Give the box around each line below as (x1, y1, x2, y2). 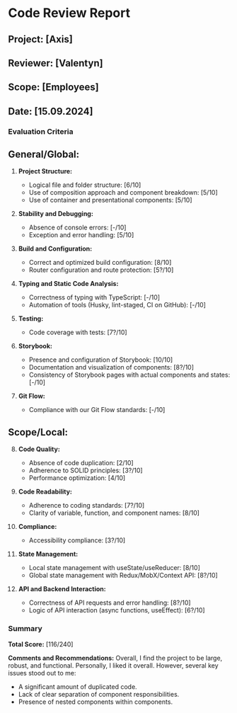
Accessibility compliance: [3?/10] (28, 536, 126, 544)
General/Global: (8, 149, 80, 161)
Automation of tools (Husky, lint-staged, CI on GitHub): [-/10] (28, 301, 206, 309)
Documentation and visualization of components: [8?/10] (28, 363, 194, 372)
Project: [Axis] (8, 33, 73, 45)
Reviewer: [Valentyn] (8, 57, 103, 69)
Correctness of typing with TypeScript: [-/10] (28, 293, 161, 302)
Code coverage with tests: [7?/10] (28, 328, 127, 337)
